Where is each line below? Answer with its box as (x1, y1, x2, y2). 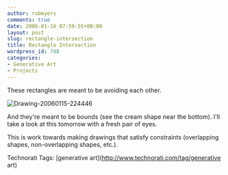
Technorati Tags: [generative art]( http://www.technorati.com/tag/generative (7, 153, 221, 161)
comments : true (7, 16, 51, 23)
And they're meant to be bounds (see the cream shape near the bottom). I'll (7, 112, 220, 120)
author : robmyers (7, 10, 57, 17)
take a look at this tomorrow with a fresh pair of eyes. (7, 120, 157, 128)
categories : (7, 55, 41, 62)
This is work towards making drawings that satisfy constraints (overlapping (7, 133, 219, 141)
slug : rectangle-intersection (7, 36, 94, 42)
